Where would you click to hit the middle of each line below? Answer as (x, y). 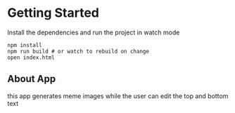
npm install (25, 45)
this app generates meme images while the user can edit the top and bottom (118, 95)
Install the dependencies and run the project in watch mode (94, 32)
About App (32, 79)
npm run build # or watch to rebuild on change (78, 51)
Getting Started (53, 13)
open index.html (31, 58)
